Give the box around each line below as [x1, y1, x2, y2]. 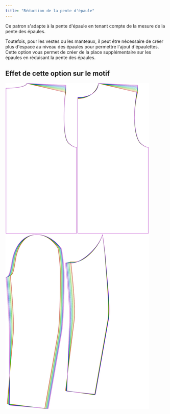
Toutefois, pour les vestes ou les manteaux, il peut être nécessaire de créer [5, 38, 164, 44]
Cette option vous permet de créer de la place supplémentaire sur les [5, 49, 152, 55]
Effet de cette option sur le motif [5, 69, 110, 78]
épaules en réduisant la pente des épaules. [5, 54, 96, 61]
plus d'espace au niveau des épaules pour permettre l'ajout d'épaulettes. [5, 43, 159, 49]
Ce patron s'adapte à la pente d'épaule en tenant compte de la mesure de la [5, 23, 165, 29]
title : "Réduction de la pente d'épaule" [5, 8, 95, 13]
